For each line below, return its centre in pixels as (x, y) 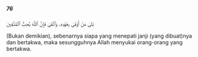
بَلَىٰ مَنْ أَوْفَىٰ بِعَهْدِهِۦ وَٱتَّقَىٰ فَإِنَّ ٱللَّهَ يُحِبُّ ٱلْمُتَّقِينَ (50, 24)
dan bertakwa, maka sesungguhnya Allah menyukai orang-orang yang (94, 42)
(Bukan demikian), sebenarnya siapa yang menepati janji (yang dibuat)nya (99, 36)
